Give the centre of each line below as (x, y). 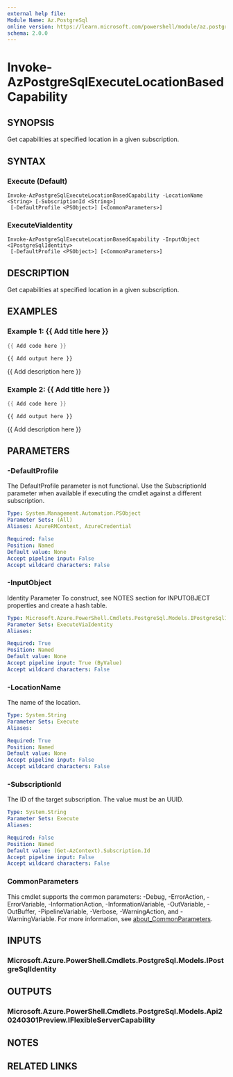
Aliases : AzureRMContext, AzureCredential (69, 527)
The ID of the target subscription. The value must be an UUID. (95, 799)
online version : (31, 26)
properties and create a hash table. (57, 605)
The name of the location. (44, 703)
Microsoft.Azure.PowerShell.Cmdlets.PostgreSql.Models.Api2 (115, 1012)
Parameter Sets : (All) (40, 520)
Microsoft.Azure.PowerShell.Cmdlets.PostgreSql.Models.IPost (115, 960)
